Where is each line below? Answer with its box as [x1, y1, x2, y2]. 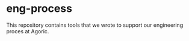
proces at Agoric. [6, 27, 49, 34]
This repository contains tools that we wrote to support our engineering [6, 21, 184, 29]
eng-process [6, 2, 72, 15]
